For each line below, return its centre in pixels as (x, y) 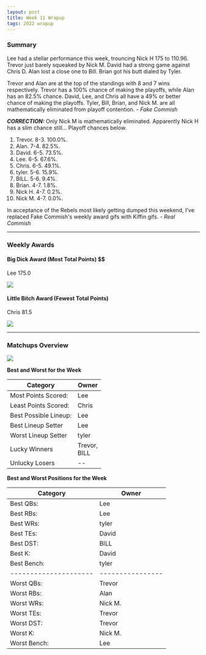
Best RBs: (24, 514)
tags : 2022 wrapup (30, 23)
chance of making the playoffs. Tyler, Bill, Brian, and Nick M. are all (91, 102)
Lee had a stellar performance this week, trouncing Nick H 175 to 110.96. (98, 58)
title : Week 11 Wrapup (36, 18)
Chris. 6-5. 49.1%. (39, 166)
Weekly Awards (31, 245)
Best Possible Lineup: (41, 416)
